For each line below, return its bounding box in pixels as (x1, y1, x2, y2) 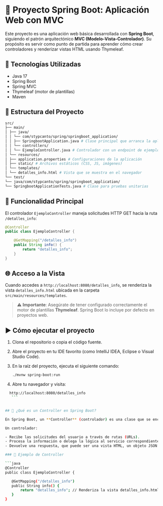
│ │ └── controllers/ (5, 143, 49, 148)
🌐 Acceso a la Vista (5, 269, 65, 278)
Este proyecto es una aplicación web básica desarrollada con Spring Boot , (5, 31, 154, 36)
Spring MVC (12, 83, 37, 89)
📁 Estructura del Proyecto (5, 108, 84, 116)
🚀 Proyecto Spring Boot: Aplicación (5, 4, 149, 16)
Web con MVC (5, 15, 64, 26)
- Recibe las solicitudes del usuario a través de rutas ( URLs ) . (5, 434, 140, 440)
